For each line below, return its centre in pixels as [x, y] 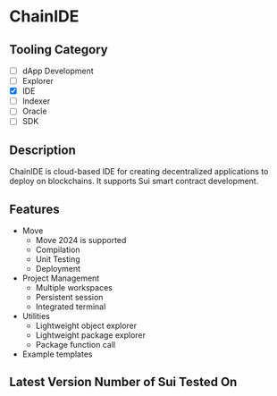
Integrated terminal [71, 307]
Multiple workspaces [74, 287]
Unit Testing [58, 259]
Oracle [34, 111]
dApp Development [58, 71]
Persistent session [69, 297]
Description [42, 150]
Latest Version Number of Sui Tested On [123, 382]
